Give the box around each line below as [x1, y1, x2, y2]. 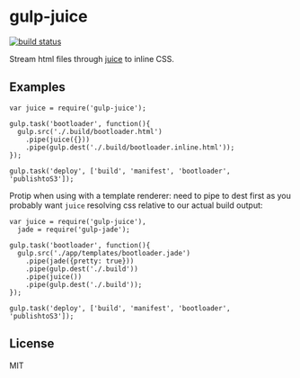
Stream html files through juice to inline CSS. [9, 53, 175, 64]
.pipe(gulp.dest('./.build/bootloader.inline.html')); [25, 142, 235, 152]
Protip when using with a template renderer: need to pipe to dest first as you [9, 190, 292, 201]
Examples [9, 79, 66, 95]
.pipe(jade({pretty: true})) [25, 256, 135, 265]
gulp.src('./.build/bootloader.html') [17, 127, 163, 136]
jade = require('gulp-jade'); [17, 225, 130, 234]
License [9, 336, 55, 352]
